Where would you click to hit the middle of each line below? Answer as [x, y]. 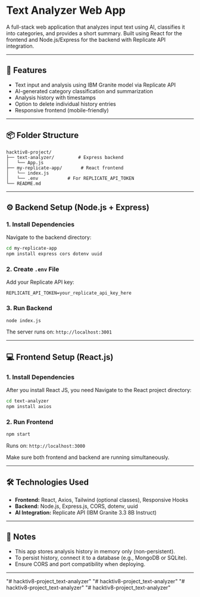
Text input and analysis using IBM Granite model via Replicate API [95, 85]
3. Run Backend [29, 308]
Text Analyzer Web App [66, 10]
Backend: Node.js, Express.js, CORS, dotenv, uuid [76, 506]
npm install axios [29, 407]
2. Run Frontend [30, 422]
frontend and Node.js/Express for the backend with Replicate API [86, 39]
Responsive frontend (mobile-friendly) [62, 110]
